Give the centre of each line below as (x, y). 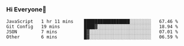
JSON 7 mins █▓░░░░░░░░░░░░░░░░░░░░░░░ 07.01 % (92, 32)
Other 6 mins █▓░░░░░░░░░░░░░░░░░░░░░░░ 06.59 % (92, 37)
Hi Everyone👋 (26, 9)
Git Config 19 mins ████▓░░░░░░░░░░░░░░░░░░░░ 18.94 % (92, 27)
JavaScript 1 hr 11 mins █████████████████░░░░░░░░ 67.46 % (92, 22)
